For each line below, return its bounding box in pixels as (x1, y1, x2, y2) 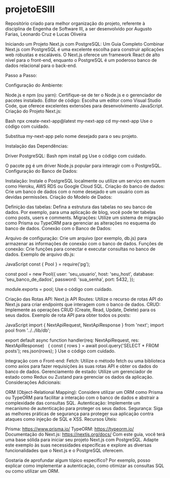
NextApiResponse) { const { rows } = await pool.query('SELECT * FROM (5, 342, 159, 348)
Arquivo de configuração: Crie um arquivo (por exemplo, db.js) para (5, 235, 147, 241)
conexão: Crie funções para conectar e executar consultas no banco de (5, 246, 156, 252)
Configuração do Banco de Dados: (5, 168, 78, 174)
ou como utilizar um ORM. (5, 468, 60, 474)
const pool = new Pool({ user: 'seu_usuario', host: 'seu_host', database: (5, 271, 154, 277)
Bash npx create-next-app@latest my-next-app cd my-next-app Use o (5, 118, 153, 124)
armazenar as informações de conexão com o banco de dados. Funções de (5, 240, 163, 246)
